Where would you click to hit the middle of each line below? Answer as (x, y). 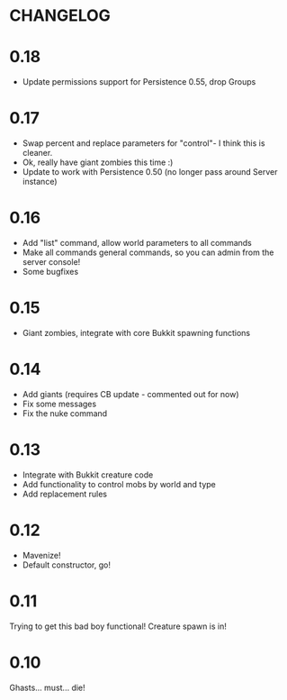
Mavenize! (41, 555)
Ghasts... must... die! (47, 687)
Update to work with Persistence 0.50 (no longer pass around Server (150, 172)
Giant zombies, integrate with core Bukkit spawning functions (136, 332)
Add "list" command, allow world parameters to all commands (137, 243)
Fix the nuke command (65, 413)
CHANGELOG (60, 16)
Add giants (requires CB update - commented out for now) (131, 394)
